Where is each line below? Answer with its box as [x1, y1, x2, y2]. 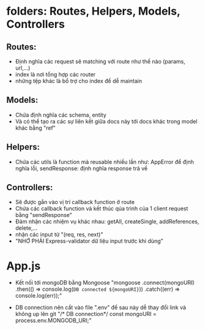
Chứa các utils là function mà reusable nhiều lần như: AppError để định [15, 158, 195, 166]
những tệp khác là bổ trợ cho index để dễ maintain [15, 78, 143, 84]
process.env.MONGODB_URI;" [15, 317, 92, 324]
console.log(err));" [15, 292, 62, 299]
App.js [6, 258, 41, 273]
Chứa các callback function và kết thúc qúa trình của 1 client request [15, 205, 188, 212]
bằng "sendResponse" [15, 211, 72, 219]
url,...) [15, 64, 31, 71]
